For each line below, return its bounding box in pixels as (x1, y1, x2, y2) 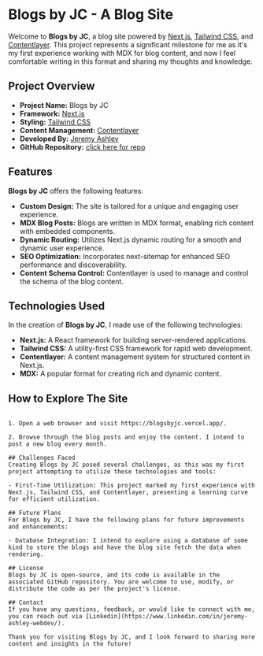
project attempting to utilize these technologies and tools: (8, 468, 217, 476)
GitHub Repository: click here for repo (19, 142, 146, 151)
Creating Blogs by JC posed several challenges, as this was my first (8, 461, 245, 469)
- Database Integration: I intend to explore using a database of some (8, 537, 248, 545)
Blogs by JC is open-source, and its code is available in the (8, 571, 220, 580)
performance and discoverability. (19, 260, 128, 269)
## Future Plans (8, 510, 61, 517)
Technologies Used (8, 299, 105, 313)
